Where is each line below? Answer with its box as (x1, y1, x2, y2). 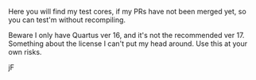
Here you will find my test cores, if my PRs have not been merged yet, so (8, 7, 246, 16)
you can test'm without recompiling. (8, 15, 126, 25)
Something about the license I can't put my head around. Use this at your (8, 39, 248, 48)
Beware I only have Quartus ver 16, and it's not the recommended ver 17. (8, 31, 245, 40)
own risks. (8, 48, 42, 56)
